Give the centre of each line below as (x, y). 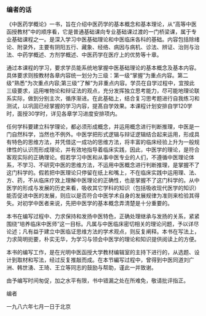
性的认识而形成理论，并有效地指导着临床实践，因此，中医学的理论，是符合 (105, 150)
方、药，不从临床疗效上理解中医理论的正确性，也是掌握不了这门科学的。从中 (103, 180)
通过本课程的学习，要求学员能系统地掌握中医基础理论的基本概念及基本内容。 (103, 68)
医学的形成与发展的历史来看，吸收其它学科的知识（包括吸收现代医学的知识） (103, 188)
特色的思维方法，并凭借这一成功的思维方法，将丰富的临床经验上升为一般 (103, 142)
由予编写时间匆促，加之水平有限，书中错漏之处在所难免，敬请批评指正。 (97, 280)
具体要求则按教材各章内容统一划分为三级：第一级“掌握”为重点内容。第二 (97, 75)
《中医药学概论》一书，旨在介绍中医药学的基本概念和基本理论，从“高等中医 (102, 24)
